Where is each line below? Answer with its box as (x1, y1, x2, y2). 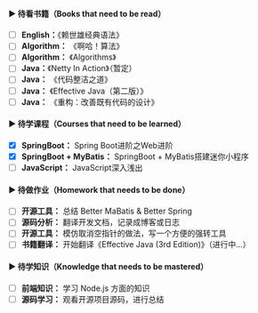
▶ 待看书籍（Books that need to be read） (8, 8, 166, 19)
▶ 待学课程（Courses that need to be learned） (8, 118, 186, 129)
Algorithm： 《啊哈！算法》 (20, 41, 125, 52)
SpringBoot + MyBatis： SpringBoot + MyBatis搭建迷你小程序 (20, 151, 250, 162)
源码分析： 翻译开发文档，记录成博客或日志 (20, 217, 180, 228)
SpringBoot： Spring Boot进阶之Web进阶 (20, 140, 173, 150)
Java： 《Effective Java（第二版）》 (20, 85, 149, 96)
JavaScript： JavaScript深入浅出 (20, 162, 143, 173)
